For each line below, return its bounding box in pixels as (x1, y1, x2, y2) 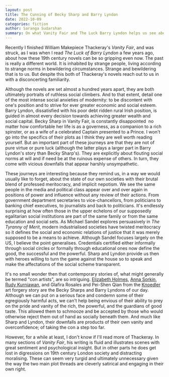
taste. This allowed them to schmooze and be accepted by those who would (5, 308, 163, 314)
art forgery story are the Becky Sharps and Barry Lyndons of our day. (5, 287, 149, 293)
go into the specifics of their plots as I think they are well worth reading (5, 134, 152, 140)
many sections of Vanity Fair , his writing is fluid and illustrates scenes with (5, 339, 160, 345)
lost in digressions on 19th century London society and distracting (5, 350, 142, 356)
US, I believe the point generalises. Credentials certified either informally (5, 240, 156, 246)
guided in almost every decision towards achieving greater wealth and (5, 113, 151, 118)
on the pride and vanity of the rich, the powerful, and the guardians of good (5, 303, 162, 309)
